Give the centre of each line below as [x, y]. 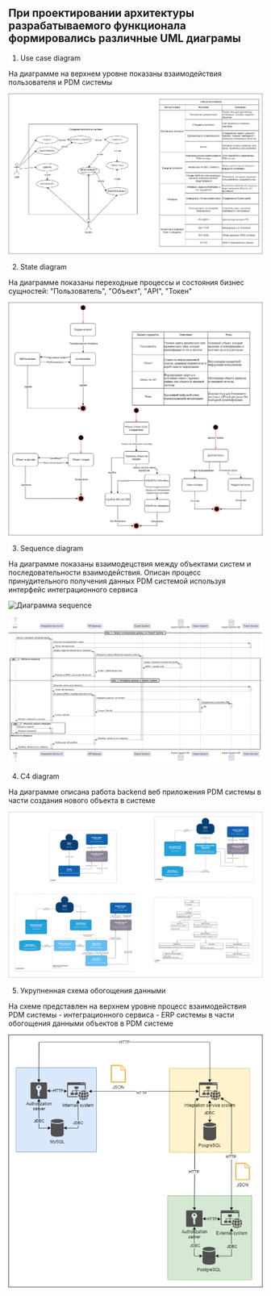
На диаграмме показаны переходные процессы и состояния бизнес [126, 282]
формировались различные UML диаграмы [125, 38]
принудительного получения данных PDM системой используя [117, 581]
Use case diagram [50, 58]
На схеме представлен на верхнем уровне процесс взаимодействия [127, 1006]
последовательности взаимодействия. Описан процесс [105, 572]
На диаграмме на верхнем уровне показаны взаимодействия [115, 73]
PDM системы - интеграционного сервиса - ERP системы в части [121, 1014]
